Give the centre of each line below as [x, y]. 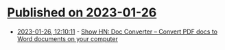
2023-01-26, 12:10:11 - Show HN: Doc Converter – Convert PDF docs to [117, 32]
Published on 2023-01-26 [82, 13]
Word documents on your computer [67, 38]
